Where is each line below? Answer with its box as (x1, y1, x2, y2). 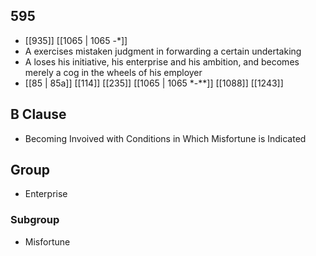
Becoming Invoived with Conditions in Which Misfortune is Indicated (24, 132, 307, 144)
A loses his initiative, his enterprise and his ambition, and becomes (24, 55, 300, 68)
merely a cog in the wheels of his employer (24, 66, 203, 78)
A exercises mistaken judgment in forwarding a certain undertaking (24, 45, 302, 57)
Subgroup (10, 213, 60, 227)
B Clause (10, 106, 67, 123)
